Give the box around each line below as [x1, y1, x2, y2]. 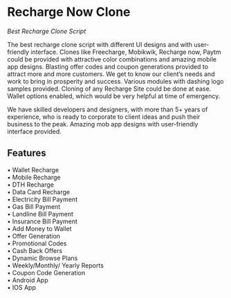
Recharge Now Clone [7, 4, 131, 20]
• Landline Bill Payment [7, 209, 74, 218]
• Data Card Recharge [7, 187, 71, 196]
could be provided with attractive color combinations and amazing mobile [7, 55, 216, 63]
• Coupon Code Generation [7, 268, 85, 277]
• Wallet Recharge [7, 165, 59, 174]
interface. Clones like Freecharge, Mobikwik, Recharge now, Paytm [30, 48, 221, 56]
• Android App [7, 276, 48, 284]
